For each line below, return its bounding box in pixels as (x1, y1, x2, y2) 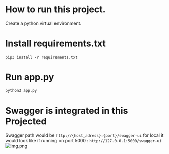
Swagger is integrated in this (5, 105, 128, 116)
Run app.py (5, 72, 54, 83)
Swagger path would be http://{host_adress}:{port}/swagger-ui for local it (5, 132, 164, 138)
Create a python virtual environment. (5, 20, 82, 26)
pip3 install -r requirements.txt (5, 55, 78, 60)
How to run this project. (5, 4, 106, 15)
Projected (5, 116, 47, 127)
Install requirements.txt (5, 38, 106, 49)
